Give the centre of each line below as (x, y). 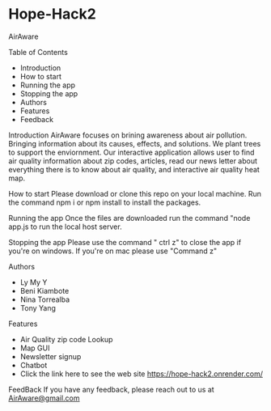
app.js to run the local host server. (66, 227)
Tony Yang (38, 307)
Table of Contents (38, 52)
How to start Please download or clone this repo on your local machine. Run (135, 193)
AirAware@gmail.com (44, 398)
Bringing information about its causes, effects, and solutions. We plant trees (135, 143)
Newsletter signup (51, 356)
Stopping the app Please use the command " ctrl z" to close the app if (125, 242)
